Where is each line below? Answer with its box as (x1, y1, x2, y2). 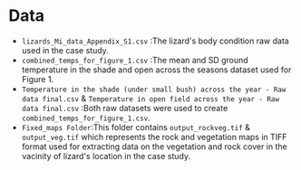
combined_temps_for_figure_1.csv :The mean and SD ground (21, 54, 248, 65)
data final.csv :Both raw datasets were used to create (21, 102, 228, 113)
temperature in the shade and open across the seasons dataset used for (21, 64, 292, 75)
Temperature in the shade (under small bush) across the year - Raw (21, 85, 286, 94)
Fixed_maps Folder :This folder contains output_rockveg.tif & (21, 121, 251, 132)
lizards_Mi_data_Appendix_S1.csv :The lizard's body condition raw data (21, 35, 289, 46)
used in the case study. (21, 44, 110, 55)
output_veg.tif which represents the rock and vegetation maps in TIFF (21, 131, 287, 142)
